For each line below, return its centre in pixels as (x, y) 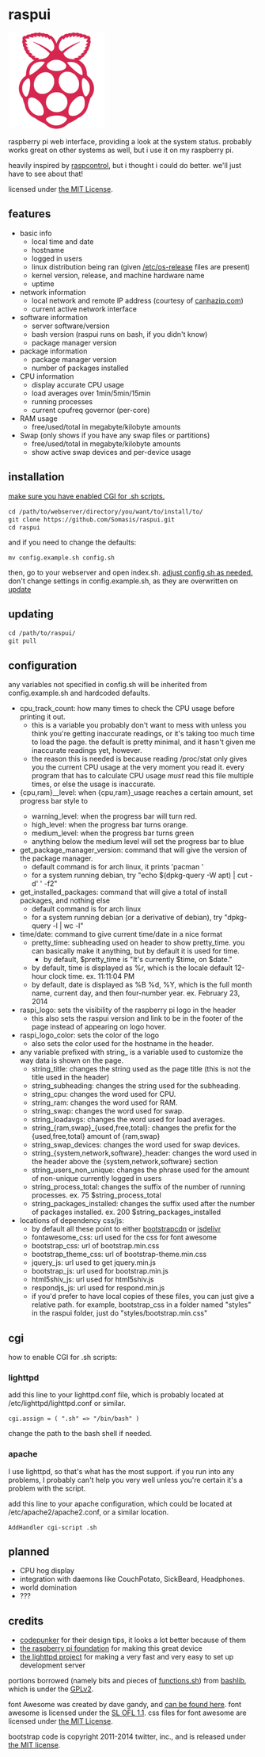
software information (54, 317)
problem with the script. (47, 1488)
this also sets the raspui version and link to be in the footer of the (137, 1018)
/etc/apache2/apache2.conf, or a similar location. (89, 1512)
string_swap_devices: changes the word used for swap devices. (136, 1145)
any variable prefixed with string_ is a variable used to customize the (131, 1052)
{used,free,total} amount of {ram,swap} (96, 1136)
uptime (43, 284)
